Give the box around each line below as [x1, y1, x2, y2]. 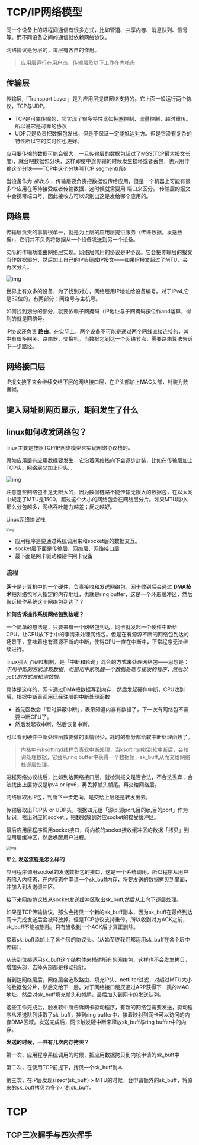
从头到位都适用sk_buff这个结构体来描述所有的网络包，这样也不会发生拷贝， [6, 956, 191, 963]
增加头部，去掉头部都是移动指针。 [6, 963, 89, 970]
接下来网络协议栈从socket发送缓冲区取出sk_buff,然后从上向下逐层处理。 [6, 896, 182, 903]
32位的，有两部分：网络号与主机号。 [11, 295, 101, 302]
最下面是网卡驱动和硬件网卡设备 [14, 552, 93, 559]
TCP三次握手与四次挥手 [6, 1130, 92, 1140]
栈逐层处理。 [20, 761, 52, 768]
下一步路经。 [6, 343, 37, 350]
